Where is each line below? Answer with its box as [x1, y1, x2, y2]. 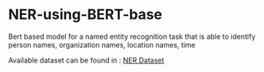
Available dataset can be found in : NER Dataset [8, 55, 165, 65]
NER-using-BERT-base [8, 6, 163, 24]
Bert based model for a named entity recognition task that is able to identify [8, 32, 256, 41]
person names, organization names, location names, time [8, 40, 196, 49]
